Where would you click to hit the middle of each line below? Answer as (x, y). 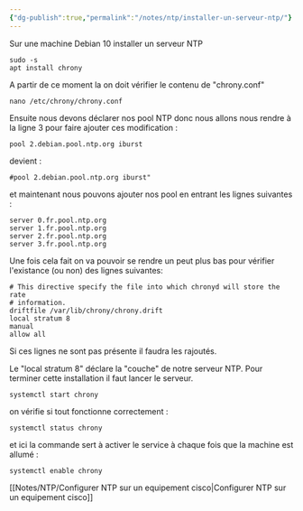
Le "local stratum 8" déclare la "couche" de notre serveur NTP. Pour (136, 368)
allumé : (24, 454)
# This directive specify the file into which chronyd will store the (145, 287)
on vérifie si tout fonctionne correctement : (89, 411)
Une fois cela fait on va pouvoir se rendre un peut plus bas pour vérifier (142, 260)
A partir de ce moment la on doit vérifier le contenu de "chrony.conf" (137, 84)
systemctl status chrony (56, 428)
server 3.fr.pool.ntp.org (58, 244)
